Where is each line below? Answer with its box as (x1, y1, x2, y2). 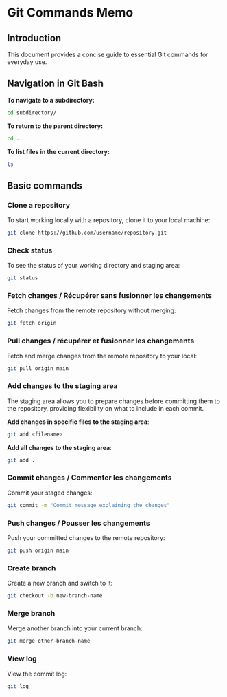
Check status (7, 246, 53, 255)
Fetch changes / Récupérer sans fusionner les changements (7, 291, 213, 301)
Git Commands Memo (7, 5, 134, 21)
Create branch (7, 563, 56, 572)
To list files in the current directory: (7, 147, 110, 156)
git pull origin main (7, 365, 69, 372)
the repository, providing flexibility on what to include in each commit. (7, 404, 204, 412)
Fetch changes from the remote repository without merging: (7, 306, 176, 314)
